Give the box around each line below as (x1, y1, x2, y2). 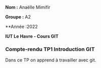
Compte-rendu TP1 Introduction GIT (5, 45, 95, 52)
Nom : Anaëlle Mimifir (5, 4, 50, 10)
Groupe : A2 (5, 14, 31, 19)
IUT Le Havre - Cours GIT (5, 33, 59, 39)
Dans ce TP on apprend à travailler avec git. (5, 57, 96, 63)
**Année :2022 (5, 23, 38, 29)
